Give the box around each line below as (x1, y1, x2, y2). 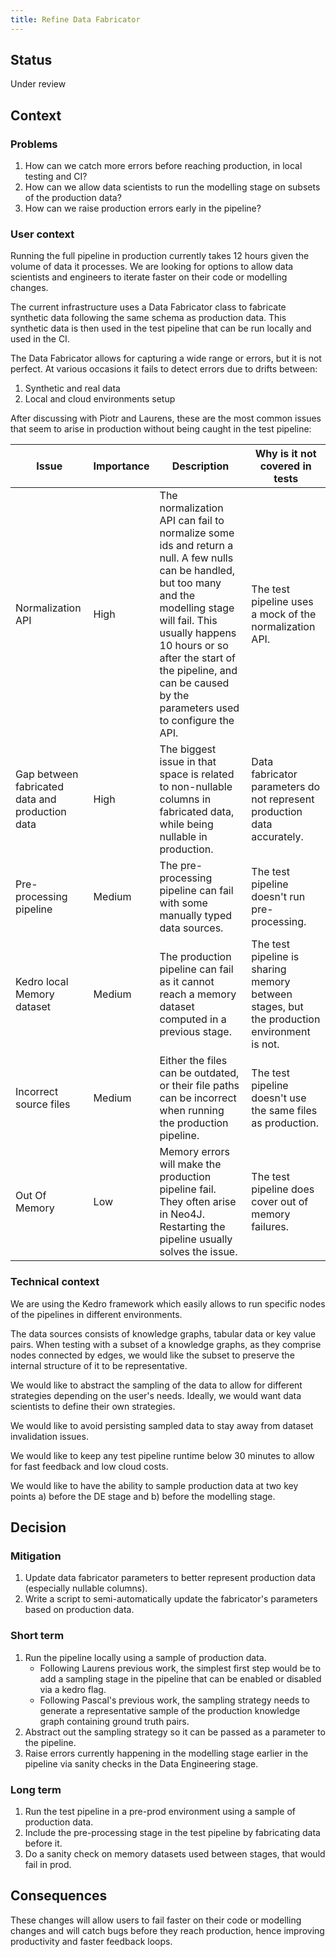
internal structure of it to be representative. (10, 1359, 188, 1371)
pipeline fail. (159, 1182, 217, 1196)
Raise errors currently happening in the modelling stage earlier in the (24, 1747, 309, 1759)
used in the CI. (10, 333, 70, 345)
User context (10, 227, 75, 241)
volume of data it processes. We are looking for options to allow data (10, 261, 294, 273)
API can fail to (159, 514, 225, 528)
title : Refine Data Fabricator (10, 14, 141, 25)
